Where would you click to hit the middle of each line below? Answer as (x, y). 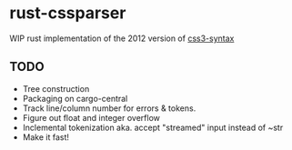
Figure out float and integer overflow (91, 117)
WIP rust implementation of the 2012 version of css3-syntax (122, 38)
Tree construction (56, 88)
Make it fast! (46, 137)
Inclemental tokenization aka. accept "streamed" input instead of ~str (153, 127)
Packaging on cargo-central (75, 98)
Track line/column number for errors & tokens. (109, 108)
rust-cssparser (68, 13)
